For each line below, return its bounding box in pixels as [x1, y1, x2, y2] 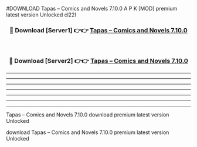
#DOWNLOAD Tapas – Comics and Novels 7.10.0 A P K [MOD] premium [6, 5, 178, 12]
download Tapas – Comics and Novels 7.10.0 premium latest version [6, 129, 169, 136]
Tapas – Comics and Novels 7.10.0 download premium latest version [6, 111, 169, 118]
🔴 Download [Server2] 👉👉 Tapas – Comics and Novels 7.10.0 [8, 57, 189, 65]
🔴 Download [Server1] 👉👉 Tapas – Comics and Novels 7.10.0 [9, 26, 188, 34]
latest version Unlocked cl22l [6, 11, 76, 18]
